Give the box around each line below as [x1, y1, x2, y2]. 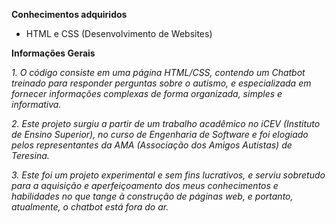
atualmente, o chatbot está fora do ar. [11, 201, 169, 213]
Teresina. [11, 150, 50, 161]
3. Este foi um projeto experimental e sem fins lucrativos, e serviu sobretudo [11, 169, 326, 181]
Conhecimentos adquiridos [11, 9, 128, 20]
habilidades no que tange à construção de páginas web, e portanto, [11, 190, 294, 202]
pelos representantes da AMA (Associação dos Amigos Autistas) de [11, 139, 293, 151]
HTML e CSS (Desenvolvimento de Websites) [25, 28, 213, 39]
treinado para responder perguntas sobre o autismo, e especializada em [11, 77, 312, 89]
